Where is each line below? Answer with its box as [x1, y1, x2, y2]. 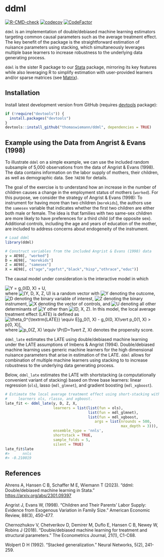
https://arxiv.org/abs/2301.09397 [5, 493, 72, 499]
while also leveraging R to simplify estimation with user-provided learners [5, 69, 153, 75]
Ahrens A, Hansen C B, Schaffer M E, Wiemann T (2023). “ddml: [5, 482, 134, 488]
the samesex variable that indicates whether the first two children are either [5, 205, 155, 211]
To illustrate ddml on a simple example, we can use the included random [5, 159, 149, 165]
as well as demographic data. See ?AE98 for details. [5, 175, 108, 181]
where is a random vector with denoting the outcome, [5, 291, 155, 296]
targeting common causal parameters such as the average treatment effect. [5, 34, 157, 40]
